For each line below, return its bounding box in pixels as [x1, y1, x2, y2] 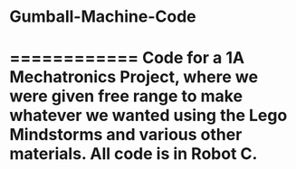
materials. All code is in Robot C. [9, 144, 258, 164]
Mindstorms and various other [9, 125, 243, 146]
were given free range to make [9, 86, 243, 107]
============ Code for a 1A [9, 48, 245, 69]
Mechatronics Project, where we [9, 67, 259, 88]
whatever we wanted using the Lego [9, 106, 288, 126]
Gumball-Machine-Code [9, 6, 196, 27]
